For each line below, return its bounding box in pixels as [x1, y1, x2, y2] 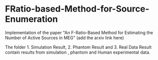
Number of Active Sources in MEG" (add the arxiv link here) [5, 35, 125, 41]
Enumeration [5, 14, 58, 25]
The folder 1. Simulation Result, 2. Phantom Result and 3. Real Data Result [5, 44, 152, 50]
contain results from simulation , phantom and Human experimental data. [5, 49, 151, 55]
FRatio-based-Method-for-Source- [5, 3, 149, 15]
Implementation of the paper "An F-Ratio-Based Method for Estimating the [5, 30, 154, 35]
